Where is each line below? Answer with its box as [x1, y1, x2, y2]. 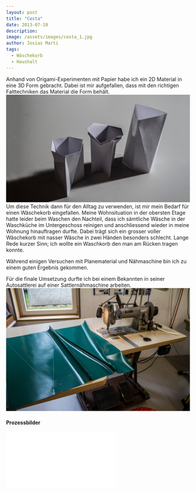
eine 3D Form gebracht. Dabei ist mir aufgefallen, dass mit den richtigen [6, 82, 179, 89]
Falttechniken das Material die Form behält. [6, 88, 110, 95]
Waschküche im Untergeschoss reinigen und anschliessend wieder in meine [6, 222, 190, 229]
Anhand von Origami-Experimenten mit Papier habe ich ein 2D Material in [6, 75, 183, 82]
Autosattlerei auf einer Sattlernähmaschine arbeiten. [6, 281, 132, 289]
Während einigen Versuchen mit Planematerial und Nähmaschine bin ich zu [6, 258, 187, 265]
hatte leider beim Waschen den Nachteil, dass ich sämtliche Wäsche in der [6, 215, 185, 222]
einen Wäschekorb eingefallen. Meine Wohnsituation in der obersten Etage [6, 209, 185, 216]
